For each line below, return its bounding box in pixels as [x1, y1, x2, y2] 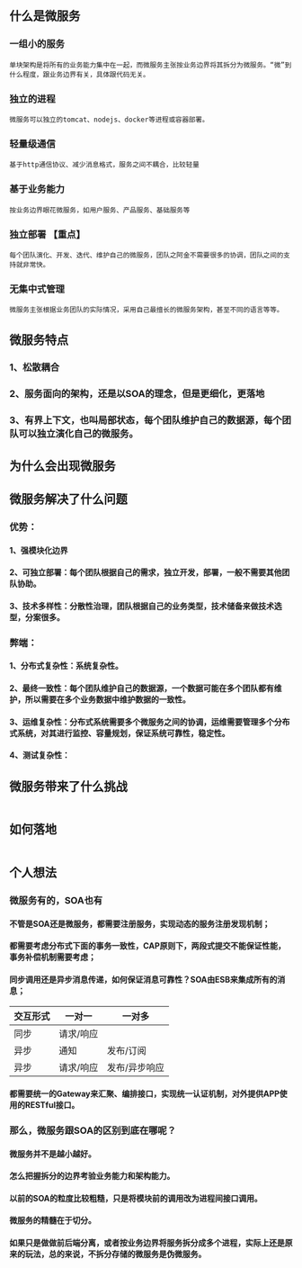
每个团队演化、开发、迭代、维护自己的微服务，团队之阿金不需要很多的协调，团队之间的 [9, 250, 284, 259]
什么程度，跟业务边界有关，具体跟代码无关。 [9, 70, 150, 79]
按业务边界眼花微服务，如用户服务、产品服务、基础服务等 [9, 205, 191, 214]
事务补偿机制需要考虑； [9, 952, 96, 963]
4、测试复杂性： [9, 750, 70, 760]
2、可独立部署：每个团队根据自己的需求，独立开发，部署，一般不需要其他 [9, 567, 282, 578]
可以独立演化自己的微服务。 [18, 427, 139, 440]
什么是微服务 [9, 8, 81, 24]
